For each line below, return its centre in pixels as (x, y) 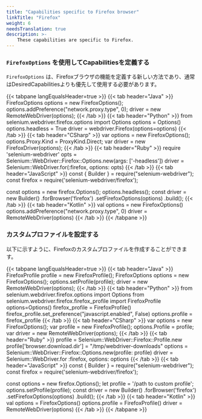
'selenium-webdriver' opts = (42, 155)
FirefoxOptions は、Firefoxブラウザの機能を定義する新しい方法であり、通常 (101, 77)
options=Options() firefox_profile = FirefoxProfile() (69, 307)
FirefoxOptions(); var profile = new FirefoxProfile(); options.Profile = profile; (100, 327)
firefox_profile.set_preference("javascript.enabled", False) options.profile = (99, 313)
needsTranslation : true (36, 29)
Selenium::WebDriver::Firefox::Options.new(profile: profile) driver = (90, 352)
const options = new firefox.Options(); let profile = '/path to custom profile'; (100, 383)
